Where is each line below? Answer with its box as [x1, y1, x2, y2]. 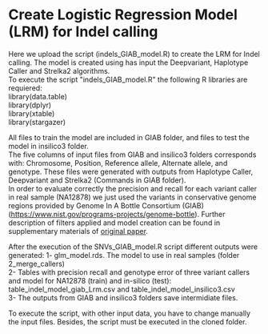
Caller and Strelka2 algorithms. [8, 66, 110, 75]
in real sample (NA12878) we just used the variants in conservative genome [8, 192, 257, 202]
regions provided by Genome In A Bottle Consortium [8, 200, 181, 210]
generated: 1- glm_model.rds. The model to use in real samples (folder [8, 250, 240, 260]
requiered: [8, 82, 42, 93]
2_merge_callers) [8, 259, 66, 268]
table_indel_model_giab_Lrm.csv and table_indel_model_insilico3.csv [8, 284, 236, 294]
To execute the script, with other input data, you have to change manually [8, 308, 250, 318]
